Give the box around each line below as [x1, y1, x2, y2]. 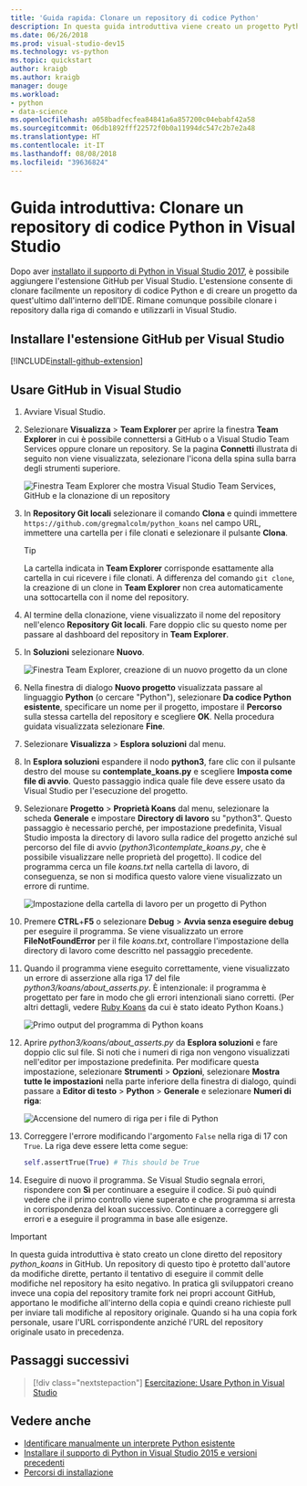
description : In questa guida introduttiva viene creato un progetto [10, 22, 281, 31]
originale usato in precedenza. [10, 1326, 125, 1337]
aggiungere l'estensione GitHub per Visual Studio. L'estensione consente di [10, 276, 293, 287]
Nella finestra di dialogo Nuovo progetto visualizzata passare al [23, 682, 263, 693]
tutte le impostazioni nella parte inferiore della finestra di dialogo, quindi [23, 1076, 297, 1087]
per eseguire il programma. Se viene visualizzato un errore [23, 926, 244, 937]
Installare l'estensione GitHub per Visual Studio [10, 331, 285, 347]
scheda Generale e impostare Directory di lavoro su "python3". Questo [23, 813, 292, 824]
